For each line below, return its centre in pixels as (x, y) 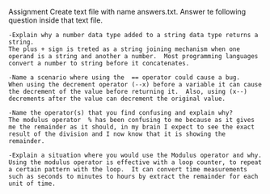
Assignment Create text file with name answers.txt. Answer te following (127, 12)
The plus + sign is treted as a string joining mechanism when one (124, 49)
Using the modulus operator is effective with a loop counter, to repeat (135, 162)
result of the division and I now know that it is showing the (117, 134)
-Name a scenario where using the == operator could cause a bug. (124, 78)
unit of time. (32, 183)
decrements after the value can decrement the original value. (117, 99)
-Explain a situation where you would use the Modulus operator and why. (135, 155)
